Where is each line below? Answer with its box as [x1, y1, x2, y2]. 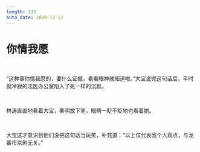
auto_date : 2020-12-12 [6, 14, 63, 21]
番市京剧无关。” [6, 139, 44, 147]
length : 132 [6, 8, 36, 15]
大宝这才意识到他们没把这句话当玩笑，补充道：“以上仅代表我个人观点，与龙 [6, 131, 195, 139]
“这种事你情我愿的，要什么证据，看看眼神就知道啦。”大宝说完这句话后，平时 [6, 75, 194, 82]
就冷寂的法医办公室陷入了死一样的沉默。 [6, 83, 107, 90]
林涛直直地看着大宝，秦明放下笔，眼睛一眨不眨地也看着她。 [6, 107, 155, 115]
